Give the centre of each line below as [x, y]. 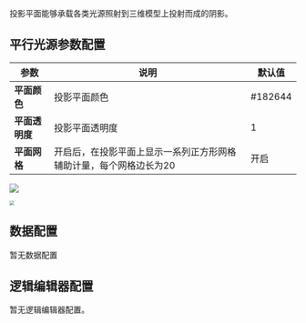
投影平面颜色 [82, 96]
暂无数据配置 [33, 255]
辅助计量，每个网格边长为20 [115, 165]
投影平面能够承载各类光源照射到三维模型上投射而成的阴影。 [121, 13]
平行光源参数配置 [57, 45]
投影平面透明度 [86, 127]
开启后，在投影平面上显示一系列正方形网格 [145, 151]
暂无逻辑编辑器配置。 [49, 310]
